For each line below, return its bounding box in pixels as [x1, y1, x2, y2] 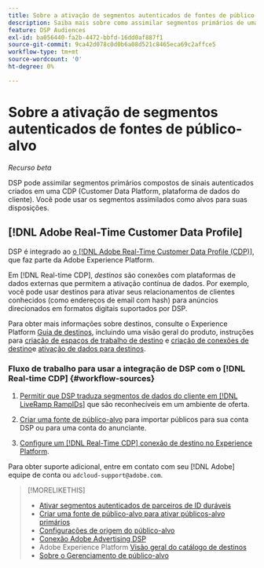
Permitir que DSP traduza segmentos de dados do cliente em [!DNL [19, 390, 238, 401]
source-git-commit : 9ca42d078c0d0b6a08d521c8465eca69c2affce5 [8, 41, 216, 49]
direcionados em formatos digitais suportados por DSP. [8, 303, 188, 313]
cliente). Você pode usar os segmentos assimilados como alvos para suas [8, 194, 247, 204]
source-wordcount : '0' [8, 56, 82, 64]
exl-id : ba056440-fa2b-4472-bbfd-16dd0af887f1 [8, 33, 163, 42]
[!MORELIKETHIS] [27, 485, 86, 495]
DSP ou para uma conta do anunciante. [19, 423, 147, 432]
